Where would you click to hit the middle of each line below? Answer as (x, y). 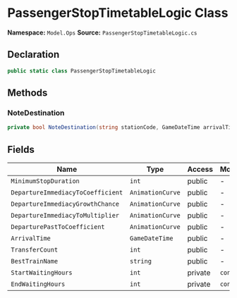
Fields (21, 149)
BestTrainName (35, 261)
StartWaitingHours (42, 273)
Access (200, 169)
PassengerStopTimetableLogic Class (118, 13)
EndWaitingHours (38, 284)
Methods (28, 93)
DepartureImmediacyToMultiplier (65, 215)
